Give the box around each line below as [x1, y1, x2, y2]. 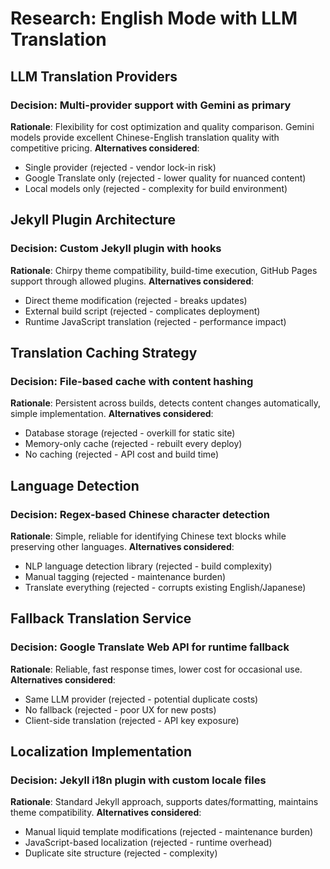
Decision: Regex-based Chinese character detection [10, 507, 270, 521]
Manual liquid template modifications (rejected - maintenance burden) [24, 826, 314, 838]
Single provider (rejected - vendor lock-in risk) [24, 161, 217, 173]
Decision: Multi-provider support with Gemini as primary [10, 98, 292, 112]
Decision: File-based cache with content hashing [10, 374, 254, 388]
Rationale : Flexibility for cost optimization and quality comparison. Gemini [10, 120, 315, 132]
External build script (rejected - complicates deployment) [24, 305, 261, 317]
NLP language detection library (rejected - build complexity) [24, 560, 273, 572]
